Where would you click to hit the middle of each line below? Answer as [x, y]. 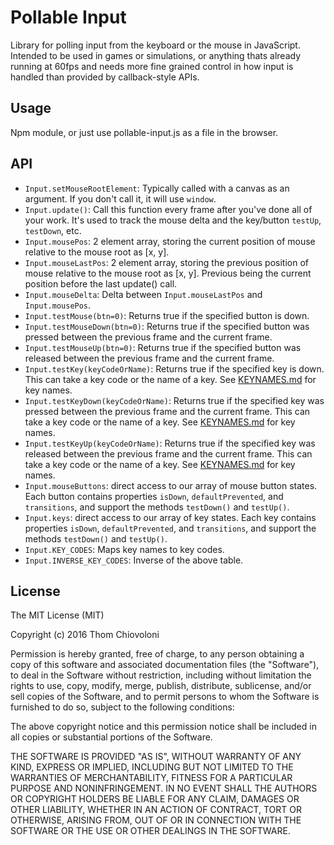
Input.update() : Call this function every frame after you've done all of [168, 209]
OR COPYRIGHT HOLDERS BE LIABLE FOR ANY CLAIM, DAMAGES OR [155, 799]
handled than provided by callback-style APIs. [105, 77]
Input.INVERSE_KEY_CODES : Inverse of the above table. [134, 560]
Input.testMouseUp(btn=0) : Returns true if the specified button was [163, 347]
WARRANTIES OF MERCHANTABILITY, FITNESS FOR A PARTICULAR [151, 778]
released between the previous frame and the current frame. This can [168, 453]
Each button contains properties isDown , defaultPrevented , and [154, 496]
